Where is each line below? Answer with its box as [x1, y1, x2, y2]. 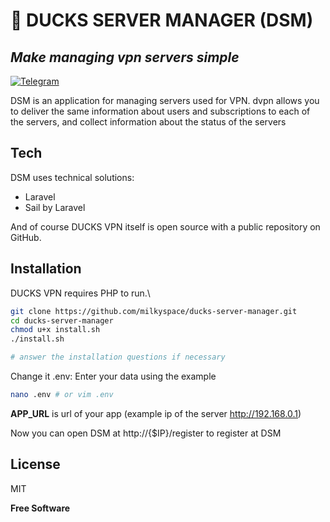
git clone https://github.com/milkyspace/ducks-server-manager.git [10, 306, 298, 316]
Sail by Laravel [24, 201, 86, 213]
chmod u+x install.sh [10, 325, 101, 335]
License [10, 456, 61, 473]
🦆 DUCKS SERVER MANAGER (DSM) [10, 9, 314, 32]
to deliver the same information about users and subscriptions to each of [10, 105, 311, 117]
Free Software [10, 502, 71, 514]
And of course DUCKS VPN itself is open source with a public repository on [10, 220, 321, 233]
